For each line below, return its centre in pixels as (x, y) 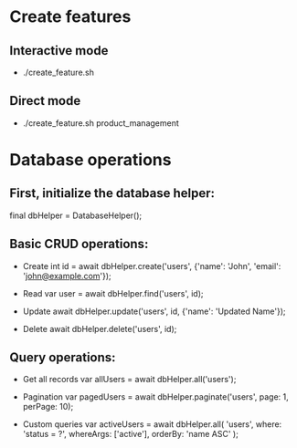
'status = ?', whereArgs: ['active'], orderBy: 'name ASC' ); (131, 434)
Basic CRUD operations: (79, 244)
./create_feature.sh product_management (101, 123)
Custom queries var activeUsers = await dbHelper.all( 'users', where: (152, 424)
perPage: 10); (48, 407)
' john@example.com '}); (67, 276)
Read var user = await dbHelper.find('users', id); (113, 293)
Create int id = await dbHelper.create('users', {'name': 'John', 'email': (152, 266)
